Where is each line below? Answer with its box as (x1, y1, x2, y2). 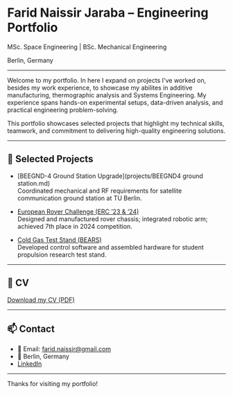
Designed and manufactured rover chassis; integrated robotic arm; (17, 214, 208, 223)
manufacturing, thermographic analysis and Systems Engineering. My (7, 90, 207, 99)
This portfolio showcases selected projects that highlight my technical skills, (7, 119, 225, 127)
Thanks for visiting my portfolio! (7, 380, 98, 388)
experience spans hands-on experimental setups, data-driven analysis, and (7, 98, 223, 106)
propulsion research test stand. (17, 250, 107, 259)
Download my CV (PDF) (7, 296, 75, 304)
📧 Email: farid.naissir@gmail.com (17, 345, 112, 353)
